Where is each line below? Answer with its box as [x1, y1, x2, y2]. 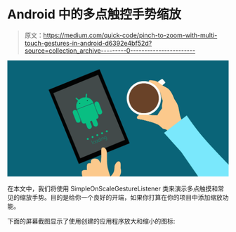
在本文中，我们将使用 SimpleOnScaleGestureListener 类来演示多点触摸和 [7, 184, 218, 193]
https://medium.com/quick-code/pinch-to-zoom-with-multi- [43, 31, 218, 39]
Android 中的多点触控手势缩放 [7, 6, 181, 22]
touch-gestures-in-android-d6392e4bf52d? [24, 39, 152, 47]
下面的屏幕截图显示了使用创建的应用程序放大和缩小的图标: [7, 217, 176, 226]
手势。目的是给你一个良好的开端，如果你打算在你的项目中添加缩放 [31, 193, 223, 202]
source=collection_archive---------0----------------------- [24, 46, 195, 55]
